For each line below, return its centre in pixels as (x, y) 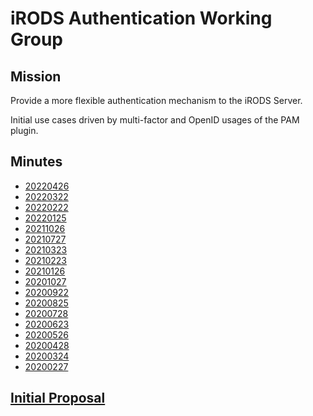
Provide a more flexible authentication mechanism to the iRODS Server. (156, 100)
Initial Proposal (58, 398)
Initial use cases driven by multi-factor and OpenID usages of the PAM (155, 120)
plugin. (24, 130)
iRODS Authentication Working (141, 18)
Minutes (36, 162)
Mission (36, 76)
